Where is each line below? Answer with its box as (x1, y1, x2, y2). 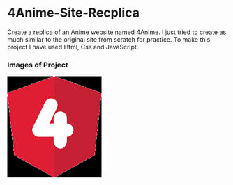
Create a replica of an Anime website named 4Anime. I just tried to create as (7, 28, 227, 36)
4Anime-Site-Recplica (7, 5, 140, 21)
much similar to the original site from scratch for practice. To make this (7, 35, 211, 43)
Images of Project (7, 60, 68, 70)
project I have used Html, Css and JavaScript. (7, 42, 139, 51)
